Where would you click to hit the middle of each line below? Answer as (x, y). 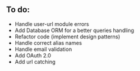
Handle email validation (43, 49)
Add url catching (35, 62)
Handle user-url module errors (52, 24)
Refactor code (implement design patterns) (67, 36)
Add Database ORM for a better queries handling (74, 30)
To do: (18, 10)
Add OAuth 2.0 (33, 55)
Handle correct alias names (48, 43)
